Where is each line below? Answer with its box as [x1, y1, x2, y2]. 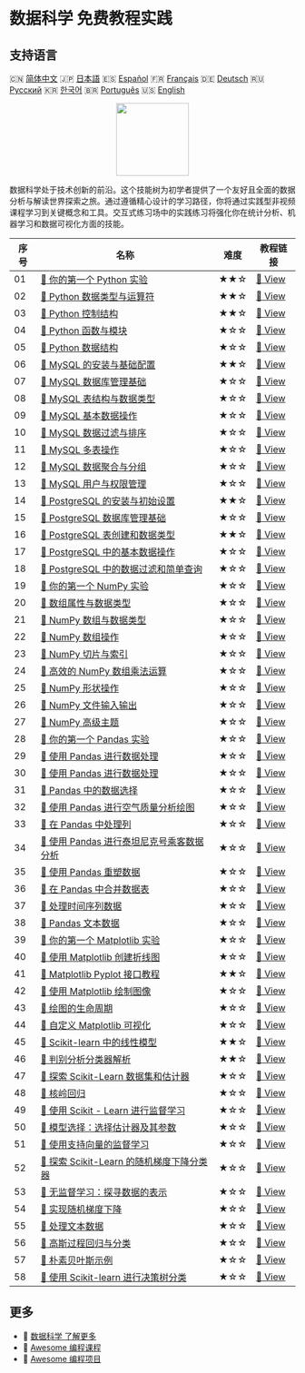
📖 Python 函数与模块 [40, 324, 128, 337]
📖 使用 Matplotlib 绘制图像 [40, 985, 152, 997]
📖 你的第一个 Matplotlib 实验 [40, 934, 161, 946]
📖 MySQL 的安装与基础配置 [40, 359, 156, 370]
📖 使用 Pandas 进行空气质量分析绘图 [40, 801, 195, 814]
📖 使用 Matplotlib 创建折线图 [40, 951, 161, 963]
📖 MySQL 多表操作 [40, 444, 120, 456]
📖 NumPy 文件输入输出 [40, 699, 138, 711]
